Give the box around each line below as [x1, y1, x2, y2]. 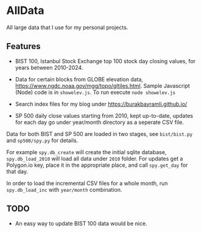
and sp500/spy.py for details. [6, 137, 78, 144]
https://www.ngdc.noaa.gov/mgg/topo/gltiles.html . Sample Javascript [15, 82, 190, 89]
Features [6, 41, 41, 52]
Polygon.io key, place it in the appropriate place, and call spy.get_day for [6, 161, 188, 169]
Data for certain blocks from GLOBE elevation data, [15, 75, 144, 83]
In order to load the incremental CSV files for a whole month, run [6, 180, 169, 187]
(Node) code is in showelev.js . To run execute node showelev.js [15, 89, 176, 96]
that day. [6, 167, 29, 175]
